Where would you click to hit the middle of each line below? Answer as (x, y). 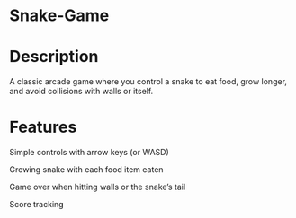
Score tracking (37, 205)
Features (43, 127)
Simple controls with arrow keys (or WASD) (89, 153)
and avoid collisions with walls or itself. (81, 92)
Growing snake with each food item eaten (86, 170)
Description (54, 57)
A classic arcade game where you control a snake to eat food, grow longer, (148, 82)
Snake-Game (59, 16)
